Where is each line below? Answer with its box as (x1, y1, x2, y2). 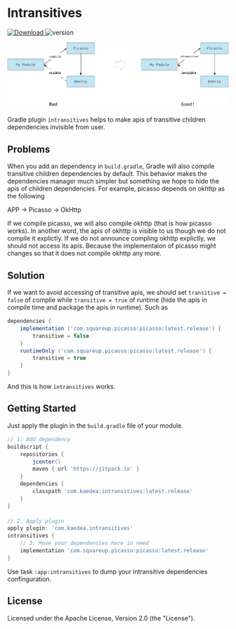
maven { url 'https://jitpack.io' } (32, 466, 140, 473)
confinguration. (7, 575, 52, 583)
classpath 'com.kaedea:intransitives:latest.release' (32, 488, 193, 495)
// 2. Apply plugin (7, 517, 65, 525)
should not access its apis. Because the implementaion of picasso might (7, 241, 216, 250)
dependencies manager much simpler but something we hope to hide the (7, 177, 220, 186)
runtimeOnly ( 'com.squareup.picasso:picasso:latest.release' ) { (20, 347, 212, 355)
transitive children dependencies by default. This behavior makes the (7, 170, 207, 178)
